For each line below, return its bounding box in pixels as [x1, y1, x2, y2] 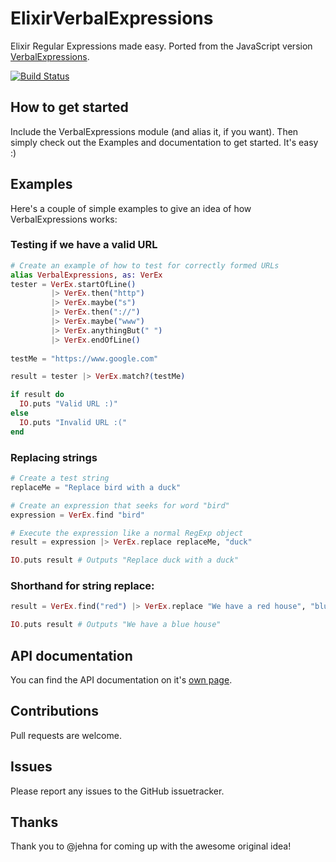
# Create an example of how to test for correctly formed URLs [10, 260, 280, 271]
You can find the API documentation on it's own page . [10, 674, 233, 686]
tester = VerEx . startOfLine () [10, 279, 137, 289]
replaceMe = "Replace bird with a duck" [10, 482, 182, 492]
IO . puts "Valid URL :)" [19, 399, 118, 409]
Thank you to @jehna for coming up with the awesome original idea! [10, 840, 292, 852]
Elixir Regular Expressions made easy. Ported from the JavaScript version [10, 40, 313, 52]
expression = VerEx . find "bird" [10, 510, 145, 520]
